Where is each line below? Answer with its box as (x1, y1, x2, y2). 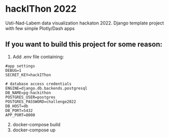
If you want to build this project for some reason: (5, 40, 163, 49)
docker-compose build (12, 121, 61, 127)
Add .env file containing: (12, 53, 64, 60)
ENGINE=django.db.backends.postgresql (5, 86, 88, 91)
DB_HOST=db (5, 103, 29, 108)
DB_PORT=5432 (5, 108, 33, 113)
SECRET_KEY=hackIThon (5, 72, 51, 77)
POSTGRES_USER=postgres (5, 95, 56, 100)
